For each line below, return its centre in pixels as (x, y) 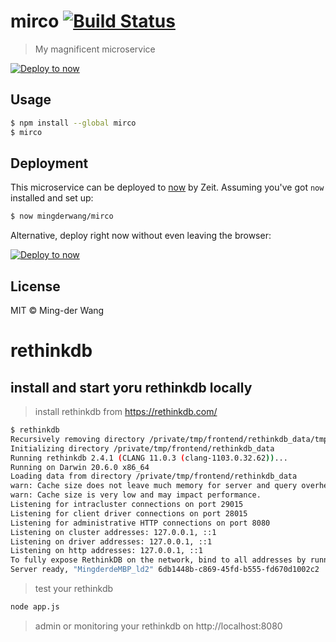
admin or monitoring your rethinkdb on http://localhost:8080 (158, 626)
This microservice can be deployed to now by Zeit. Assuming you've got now (167, 187)
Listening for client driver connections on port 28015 (129, 513)
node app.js (35, 607)
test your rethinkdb (74, 588)
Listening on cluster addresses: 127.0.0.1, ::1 (113, 532)
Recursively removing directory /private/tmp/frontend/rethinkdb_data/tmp (169, 439)
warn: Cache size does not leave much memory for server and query (154, 486)
